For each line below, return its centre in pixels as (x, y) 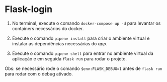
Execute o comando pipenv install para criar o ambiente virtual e (81, 38)
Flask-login (29, 9)
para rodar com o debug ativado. (39, 73)
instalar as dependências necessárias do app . (60, 43)
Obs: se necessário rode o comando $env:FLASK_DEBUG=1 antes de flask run (83, 68)
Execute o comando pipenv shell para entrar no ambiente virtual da (83, 53)
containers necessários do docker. (48, 28)
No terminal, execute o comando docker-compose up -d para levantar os (86, 23)
